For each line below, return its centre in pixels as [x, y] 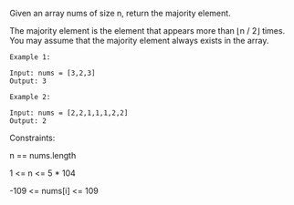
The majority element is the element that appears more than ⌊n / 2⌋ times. [147, 31]
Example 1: [30, 57]
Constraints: [32, 138]
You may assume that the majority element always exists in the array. [139, 41]
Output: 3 [28, 81]
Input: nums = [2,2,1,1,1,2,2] [69, 113]
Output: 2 [28, 121]
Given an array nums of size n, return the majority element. [120, 13]
